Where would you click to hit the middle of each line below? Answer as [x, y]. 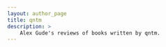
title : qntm [24, 20]
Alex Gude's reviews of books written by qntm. [90, 33]
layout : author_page [37, 13]
